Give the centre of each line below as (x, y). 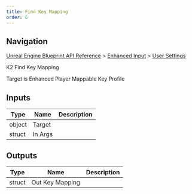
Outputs (22, 155)
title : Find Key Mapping (37, 12)
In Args (43, 134)
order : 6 (17, 17)
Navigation (27, 41)
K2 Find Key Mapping (33, 67)
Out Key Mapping (56, 182)
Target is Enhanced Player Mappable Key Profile (65, 79)
